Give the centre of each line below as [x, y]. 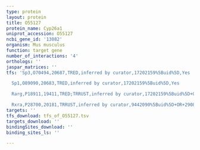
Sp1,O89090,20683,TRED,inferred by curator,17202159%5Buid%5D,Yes [96, 83]
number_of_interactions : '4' [42, 56]
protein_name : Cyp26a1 [34, 28]
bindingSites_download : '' [40, 127]
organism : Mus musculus [36, 45]
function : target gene [34, 51]
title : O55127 [24, 23]
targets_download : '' [33, 121]
